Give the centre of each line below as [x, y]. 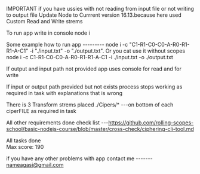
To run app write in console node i [48, 33]
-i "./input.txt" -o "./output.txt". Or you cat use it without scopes [107, 51]
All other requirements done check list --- [57, 123]
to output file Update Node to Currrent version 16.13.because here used [94, 15]
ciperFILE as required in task [41, 111]
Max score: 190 [25, 147]
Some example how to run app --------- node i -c [67, 45]
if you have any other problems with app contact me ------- [80, 158]
